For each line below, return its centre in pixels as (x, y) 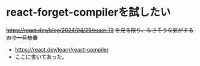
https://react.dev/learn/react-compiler (62, 49)
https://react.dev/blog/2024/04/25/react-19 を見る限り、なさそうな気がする (100, 30)
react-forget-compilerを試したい (89, 12)
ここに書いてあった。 (41, 56)
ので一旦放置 (22, 37)
